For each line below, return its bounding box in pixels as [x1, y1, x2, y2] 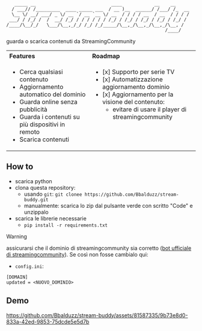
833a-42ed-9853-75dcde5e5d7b [6, 318, 90, 325]
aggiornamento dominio [102, 83, 170, 91]
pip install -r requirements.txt [23, 222, 108, 228]
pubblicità [19, 105, 48, 114]
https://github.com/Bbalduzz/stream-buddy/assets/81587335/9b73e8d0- [6, 311, 188, 319]
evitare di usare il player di [112, 105, 187, 114]
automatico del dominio [19, 90, 86, 99]
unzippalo [23, 208, 49, 216]
